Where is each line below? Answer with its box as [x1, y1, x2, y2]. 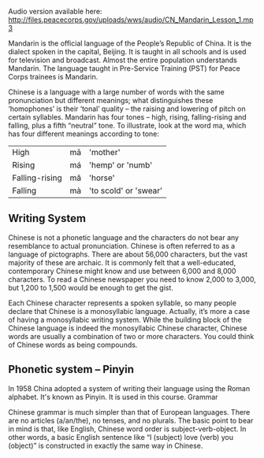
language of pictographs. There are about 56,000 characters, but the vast [8, 249, 248, 259]
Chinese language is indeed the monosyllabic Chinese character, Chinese [8, 323, 247, 333]
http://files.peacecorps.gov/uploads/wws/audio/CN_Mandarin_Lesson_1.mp [8, 15, 254, 24]
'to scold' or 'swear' [88, 185, 163, 196]
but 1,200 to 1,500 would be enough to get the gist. [8, 283, 173, 292]
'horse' [88, 172, 116, 183]
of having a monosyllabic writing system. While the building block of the [8, 315, 242, 324]
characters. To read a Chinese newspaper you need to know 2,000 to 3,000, [8, 275, 256, 284]
